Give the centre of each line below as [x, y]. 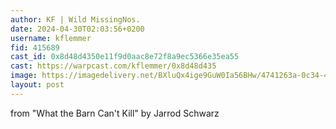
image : [24, 76]
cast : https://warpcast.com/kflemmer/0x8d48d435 [113, 66]
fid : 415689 [35, 47]
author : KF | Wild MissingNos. [75, 19]
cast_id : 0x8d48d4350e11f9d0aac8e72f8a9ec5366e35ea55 [125, 57]
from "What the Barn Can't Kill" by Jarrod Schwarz [115, 113]
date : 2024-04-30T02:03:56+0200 [77, 29]
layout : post [37, 85]
